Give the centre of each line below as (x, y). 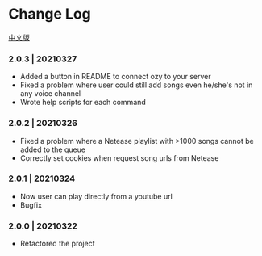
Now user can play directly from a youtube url (96, 196)
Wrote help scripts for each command (83, 103)
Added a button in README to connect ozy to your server (115, 77)
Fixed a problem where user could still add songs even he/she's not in (136, 85)
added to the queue (53, 149)
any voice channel (50, 94)
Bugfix (31, 205)
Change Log (50, 14)
